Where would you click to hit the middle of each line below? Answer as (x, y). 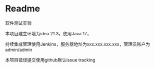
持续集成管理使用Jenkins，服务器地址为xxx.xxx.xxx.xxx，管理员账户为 (77, 44)
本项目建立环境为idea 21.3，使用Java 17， (48, 33)
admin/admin (19, 50)
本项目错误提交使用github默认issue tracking (50, 60)
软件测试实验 (18, 23)
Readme (23, 9)
